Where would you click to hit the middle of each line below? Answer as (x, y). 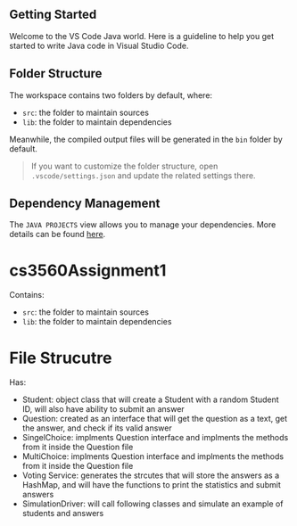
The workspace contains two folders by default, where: (111, 95)
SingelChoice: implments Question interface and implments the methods (155, 438)
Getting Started (53, 15)
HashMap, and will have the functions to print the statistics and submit (151, 485)
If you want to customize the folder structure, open (124, 166)
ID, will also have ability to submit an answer (103, 409)
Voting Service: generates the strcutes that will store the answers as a (151, 475)
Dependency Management (85, 204)
